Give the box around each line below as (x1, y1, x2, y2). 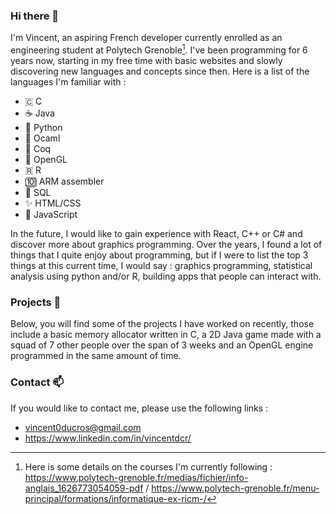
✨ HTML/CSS (24, 197, 82, 209)
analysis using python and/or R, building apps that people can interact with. (10, 270, 322, 282)
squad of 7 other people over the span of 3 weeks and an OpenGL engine (10, 339, 314, 351)
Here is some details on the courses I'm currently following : (24, 460, 273, 473)
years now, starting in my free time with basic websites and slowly (10, 54, 283, 66)
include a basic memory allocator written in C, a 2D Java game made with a (10, 329, 322, 341)
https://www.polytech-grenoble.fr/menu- (151, 482, 320, 494)
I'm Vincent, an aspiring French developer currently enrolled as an (10, 32, 283, 44)
